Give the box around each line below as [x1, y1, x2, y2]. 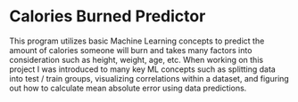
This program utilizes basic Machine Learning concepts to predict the [9, 35, 265, 46]
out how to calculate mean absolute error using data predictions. [9, 82, 247, 93]
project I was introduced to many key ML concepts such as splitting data [9, 64, 277, 75]
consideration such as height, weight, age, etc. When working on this [9, 54, 264, 65]
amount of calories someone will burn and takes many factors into [9, 44, 252, 55]
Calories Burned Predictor [9, 6, 206, 27]
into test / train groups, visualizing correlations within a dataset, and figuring [9, 73, 290, 83]
